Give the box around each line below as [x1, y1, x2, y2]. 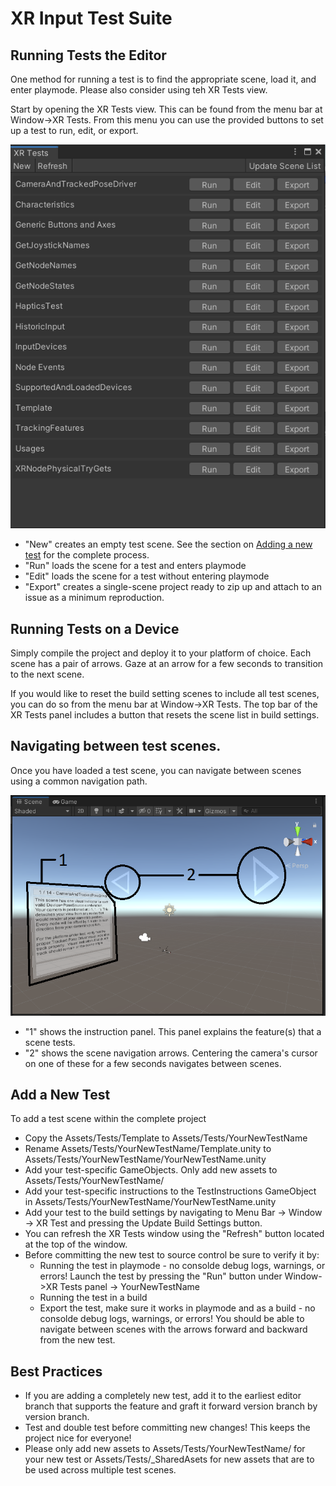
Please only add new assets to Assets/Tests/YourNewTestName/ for [24, 1443, 306, 1455]
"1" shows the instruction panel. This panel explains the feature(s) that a [24, 1025, 322, 1037]
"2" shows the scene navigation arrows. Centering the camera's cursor [24, 1047, 318, 1059]
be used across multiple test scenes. [24, 1464, 177, 1476]
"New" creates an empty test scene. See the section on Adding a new [24, 538, 313, 551]
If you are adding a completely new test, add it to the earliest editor [24, 1390, 302, 1402]
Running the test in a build [39, 1292, 148, 1304]
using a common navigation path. [10, 775, 148, 787]
